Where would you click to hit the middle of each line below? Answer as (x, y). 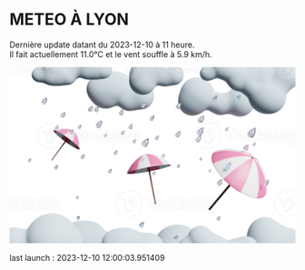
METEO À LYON (69, 20)
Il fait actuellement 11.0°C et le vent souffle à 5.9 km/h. (111, 54)
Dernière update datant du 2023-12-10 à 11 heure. (102, 45)
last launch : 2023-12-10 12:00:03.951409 (87, 258)
